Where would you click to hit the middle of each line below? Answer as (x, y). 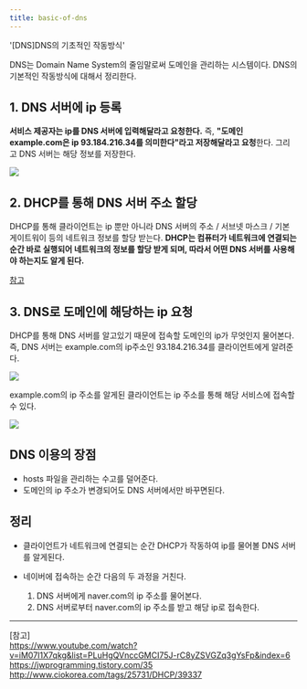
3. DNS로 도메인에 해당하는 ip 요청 (101, 312)
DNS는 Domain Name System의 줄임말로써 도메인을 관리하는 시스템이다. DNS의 (153, 64)
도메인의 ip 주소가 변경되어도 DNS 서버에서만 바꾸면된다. (124, 490)
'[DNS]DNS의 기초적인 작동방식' (67, 45)
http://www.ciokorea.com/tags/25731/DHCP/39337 (106, 674)
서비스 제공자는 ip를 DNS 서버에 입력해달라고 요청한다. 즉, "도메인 (127, 131)
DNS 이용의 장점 (53, 455)
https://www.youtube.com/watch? (74, 645)
